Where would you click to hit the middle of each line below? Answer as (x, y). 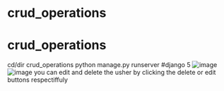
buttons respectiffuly (38, 80)
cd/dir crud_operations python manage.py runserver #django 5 (99, 65)
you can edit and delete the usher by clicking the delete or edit (125, 73)
